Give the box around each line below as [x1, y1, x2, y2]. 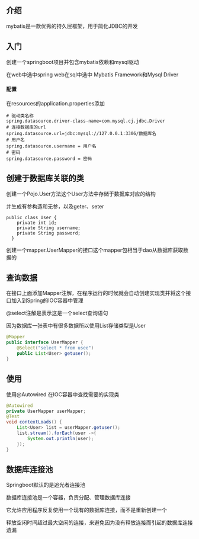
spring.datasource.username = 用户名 [6, 143, 97, 149]
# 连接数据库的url [6, 124, 46, 130]
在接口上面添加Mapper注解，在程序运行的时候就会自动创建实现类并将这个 [6, 290, 187, 297]
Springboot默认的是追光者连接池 [6, 482, 86, 489]
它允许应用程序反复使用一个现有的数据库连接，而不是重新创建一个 [6, 506, 167, 514]
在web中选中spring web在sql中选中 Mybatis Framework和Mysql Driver [6, 70, 179, 78]
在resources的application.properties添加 [6, 100, 105, 107]
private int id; [17, 220, 57, 226]
